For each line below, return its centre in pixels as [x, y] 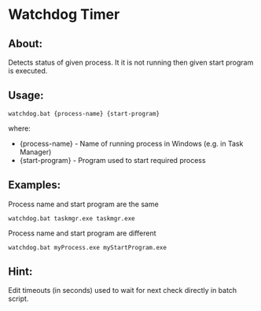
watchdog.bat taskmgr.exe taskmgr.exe [72, 218]
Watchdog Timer [64, 15]
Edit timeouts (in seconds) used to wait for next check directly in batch [123, 291]
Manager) [35, 152]
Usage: [26, 96]
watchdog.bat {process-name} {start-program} [84, 113]
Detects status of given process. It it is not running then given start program [131, 62]
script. [18, 299]
